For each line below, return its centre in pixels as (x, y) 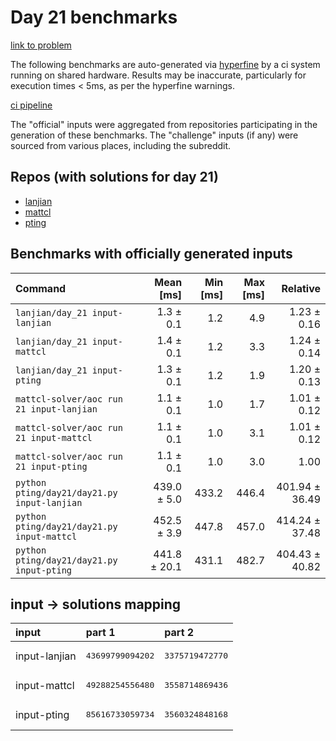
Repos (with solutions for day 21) (114, 177)
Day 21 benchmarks (94, 17)
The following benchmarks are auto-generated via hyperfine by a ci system (165, 64)
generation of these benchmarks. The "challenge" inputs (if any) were (154, 135)
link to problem (41, 45)
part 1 (100, 633)
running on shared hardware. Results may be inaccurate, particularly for (158, 75)
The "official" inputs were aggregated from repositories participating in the (164, 124)
